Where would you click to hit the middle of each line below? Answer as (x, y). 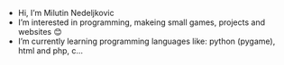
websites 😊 (40, 32)
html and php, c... (50, 51)
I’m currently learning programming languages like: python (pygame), (147, 41)
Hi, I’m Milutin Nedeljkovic (66, 13)
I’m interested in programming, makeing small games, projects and (142, 22)
